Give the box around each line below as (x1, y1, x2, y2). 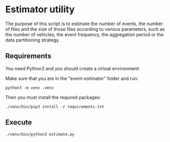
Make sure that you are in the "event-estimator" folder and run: (5, 75, 139, 82)
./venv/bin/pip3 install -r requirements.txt (5, 104, 104, 109)
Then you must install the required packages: (5, 94, 101, 100)
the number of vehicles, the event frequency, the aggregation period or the (5, 31, 164, 37)
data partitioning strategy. (5, 37, 60, 43)
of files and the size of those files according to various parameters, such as (5, 26, 165, 32)
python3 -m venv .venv (5, 85, 54, 90)
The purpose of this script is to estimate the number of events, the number (5, 21, 163, 27)
